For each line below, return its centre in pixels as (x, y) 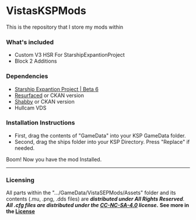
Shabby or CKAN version (44, 101)
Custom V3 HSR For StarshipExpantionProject (70, 55)
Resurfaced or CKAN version (49, 95)
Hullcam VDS (30, 108)
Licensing (20, 180)
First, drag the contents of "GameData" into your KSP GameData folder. (100, 135)
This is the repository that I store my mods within (65, 27)
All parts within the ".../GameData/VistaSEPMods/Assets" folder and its (91, 193)
